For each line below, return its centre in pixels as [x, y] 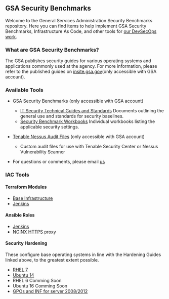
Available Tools [25, 90]
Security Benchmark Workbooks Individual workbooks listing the [88, 121]
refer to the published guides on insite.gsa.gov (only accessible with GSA [81, 72]
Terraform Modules [26, 187]
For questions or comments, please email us [59, 162]
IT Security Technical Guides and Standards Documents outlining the [92, 111]
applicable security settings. [50, 127]
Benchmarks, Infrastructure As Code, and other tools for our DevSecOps [81, 31]
